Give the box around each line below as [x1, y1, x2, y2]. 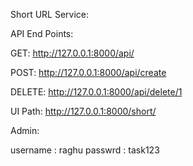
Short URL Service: [10, 9, 90, 20]
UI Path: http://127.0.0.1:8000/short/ [10, 105, 157, 117]
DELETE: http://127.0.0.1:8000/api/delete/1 [10, 86, 183, 98]
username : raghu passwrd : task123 [10, 144, 160, 156]
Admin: [10, 125, 40, 136]
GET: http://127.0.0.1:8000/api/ [10, 47, 135, 59]
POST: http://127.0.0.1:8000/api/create [10, 67, 167, 78]
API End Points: [10, 28, 74, 39]
